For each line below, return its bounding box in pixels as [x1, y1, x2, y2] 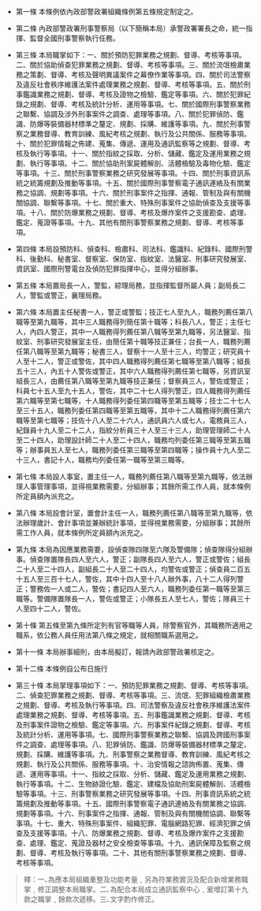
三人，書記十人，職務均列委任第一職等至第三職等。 [22, 455, 189, 464]
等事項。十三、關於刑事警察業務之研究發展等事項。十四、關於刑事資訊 [15, 169, 244, 177]
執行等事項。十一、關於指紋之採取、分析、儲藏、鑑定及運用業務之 [29, 149, 244, 158]
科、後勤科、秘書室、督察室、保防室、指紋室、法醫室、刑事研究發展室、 [15, 255, 251, 263]
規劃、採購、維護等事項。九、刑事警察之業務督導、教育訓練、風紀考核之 [15, 749, 251, 759]
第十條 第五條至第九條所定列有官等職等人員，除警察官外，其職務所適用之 [15, 621, 253, 630]
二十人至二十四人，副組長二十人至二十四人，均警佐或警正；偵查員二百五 [15, 564, 251, 574]
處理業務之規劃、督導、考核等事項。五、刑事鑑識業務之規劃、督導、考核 [15, 710, 251, 720]
